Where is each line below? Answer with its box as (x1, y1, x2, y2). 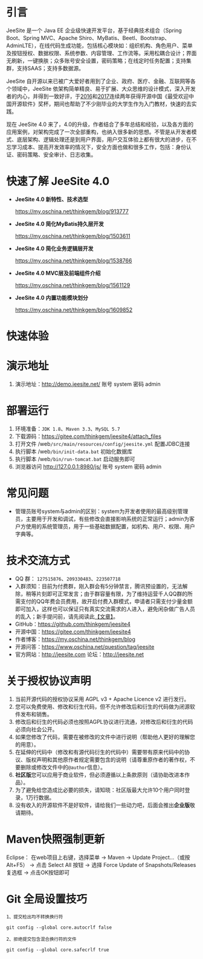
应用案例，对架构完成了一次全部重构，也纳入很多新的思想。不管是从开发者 (6, 128, 192, 135)
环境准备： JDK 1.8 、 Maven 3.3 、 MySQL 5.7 (14, 425, 120, 432)
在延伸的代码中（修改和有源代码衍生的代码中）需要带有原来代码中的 (14, 748, 185, 755)
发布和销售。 (20, 710, 53, 718)
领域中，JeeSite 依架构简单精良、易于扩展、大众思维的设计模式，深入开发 (11, 85, 196, 92)
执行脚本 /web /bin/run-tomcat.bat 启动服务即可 (14, 455, 135, 462)
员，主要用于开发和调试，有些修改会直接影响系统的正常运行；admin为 (14, 515, 190, 522)
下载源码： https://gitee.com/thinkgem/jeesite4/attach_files (14, 433, 162, 440)
